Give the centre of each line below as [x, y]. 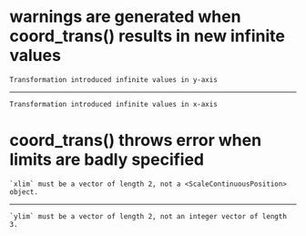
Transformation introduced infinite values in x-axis [114, 104]
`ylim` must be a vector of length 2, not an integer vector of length [148, 216]
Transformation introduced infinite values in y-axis [114, 79]
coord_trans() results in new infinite [147, 36]
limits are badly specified [107, 160]
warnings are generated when [125, 17]
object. [24, 192]
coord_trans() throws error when [136, 141]
